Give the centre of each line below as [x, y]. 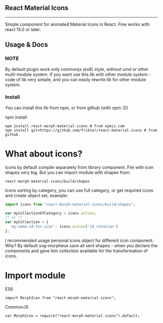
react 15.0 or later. [23, 29]
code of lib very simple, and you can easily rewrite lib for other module [76, 79]
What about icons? [44, 154]
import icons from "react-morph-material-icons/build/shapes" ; [70, 204]
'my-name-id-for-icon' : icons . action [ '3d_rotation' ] [64, 227]
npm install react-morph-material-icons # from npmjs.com [65, 126]
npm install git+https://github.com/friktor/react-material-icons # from [81, 130]
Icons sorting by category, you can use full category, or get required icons [79, 190]
